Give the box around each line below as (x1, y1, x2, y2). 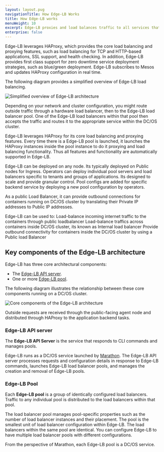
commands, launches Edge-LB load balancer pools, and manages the (5, 363, 145, 369)
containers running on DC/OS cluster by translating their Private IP (5, 199, 139, 204)
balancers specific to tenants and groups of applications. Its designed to (5, 174, 151, 179)
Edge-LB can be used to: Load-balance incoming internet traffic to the (5, 214, 146, 219)
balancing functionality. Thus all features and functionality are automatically (5, 149, 158, 154)
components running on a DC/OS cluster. (5, 290, 88, 296)
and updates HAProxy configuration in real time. (5, 69, 102, 75)
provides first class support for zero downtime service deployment (5, 59, 139, 65)
